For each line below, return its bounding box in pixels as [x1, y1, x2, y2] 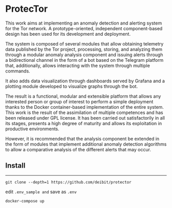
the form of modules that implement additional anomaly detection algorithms [5, 141, 167, 147]
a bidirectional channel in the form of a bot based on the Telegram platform [5, 57, 164, 63]
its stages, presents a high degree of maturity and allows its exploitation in [5, 120, 162, 126]
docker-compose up [5, 198, 45, 203]
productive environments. [5, 126, 60, 132]
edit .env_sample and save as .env [5, 189, 77, 195]
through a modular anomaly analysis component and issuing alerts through [5, 52, 163, 58]
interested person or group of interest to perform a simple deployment [5, 98, 154, 105]
